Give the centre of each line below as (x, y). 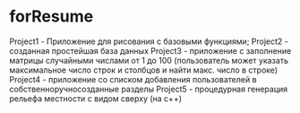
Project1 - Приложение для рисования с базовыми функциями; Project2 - (149, 41)
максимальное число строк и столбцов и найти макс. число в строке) (144, 70)
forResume (51, 17)
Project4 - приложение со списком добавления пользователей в (133, 79)
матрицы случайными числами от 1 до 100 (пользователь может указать (149, 60)
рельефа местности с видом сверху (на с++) (95, 98)
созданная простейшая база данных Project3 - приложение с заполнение (150, 50)
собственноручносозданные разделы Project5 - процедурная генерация (149, 89)
